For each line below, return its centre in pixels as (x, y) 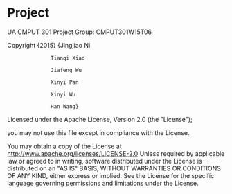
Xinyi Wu (63, 94)
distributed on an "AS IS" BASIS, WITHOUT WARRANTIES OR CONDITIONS (114, 168)
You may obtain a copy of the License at (65, 146)
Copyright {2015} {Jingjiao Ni (49, 45)
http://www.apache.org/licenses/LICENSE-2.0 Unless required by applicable (116, 153)
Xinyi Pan (65, 82)
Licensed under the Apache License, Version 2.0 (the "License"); (100, 119)
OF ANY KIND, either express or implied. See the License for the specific (111, 175)
